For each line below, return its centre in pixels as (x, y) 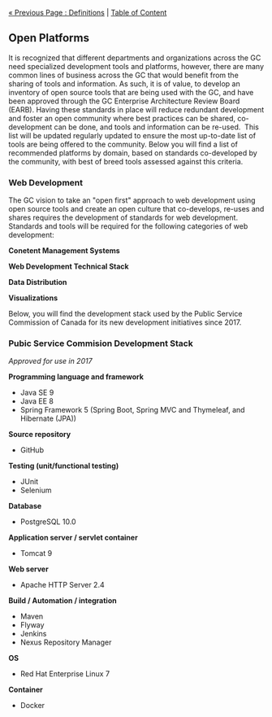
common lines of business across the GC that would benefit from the (124, 75)
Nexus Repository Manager (66, 642)
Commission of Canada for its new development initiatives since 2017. (125, 322)
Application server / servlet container (73, 538)
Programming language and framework (76, 377)
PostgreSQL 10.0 (48, 522)
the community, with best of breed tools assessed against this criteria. (126, 161)
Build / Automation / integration (63, 601)
